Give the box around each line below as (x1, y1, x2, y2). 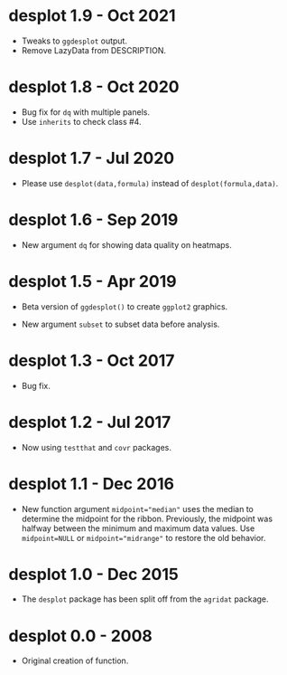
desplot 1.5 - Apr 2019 (8, 271, 177, 291)
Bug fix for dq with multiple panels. (21, 106, 151, 118)
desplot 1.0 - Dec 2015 (8, 564, 180, 585)
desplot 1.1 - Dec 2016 (8, 473, 175, 494)
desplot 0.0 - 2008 (8, 625, 153, 646)
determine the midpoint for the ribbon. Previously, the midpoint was (21, 513, 273, 524)
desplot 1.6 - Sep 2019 (8, 210, 179, 230)
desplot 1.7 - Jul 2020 (8, 148, 175, 168)
